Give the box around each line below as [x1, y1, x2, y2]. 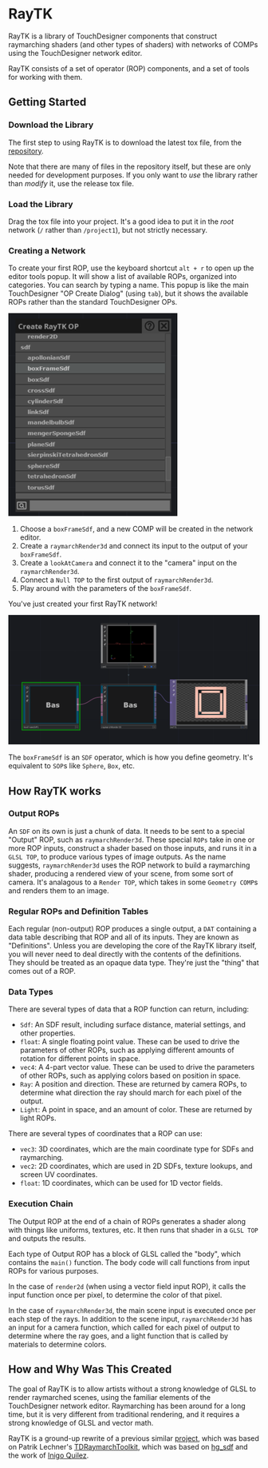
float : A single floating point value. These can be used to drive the [19, 1037, 240, 1047]
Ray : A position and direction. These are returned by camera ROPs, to [19, 1079, 247, 1089]
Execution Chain [8, 1199, 73, 1210]
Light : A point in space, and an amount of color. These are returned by [19, 1105, 253, 1115]
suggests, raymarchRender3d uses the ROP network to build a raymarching [8, 860, 250, 870]
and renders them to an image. [8, 885, 109, 896]
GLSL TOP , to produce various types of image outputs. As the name [8, 852, 227, 861]
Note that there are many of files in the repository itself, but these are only [8, 162, 251, 171]
